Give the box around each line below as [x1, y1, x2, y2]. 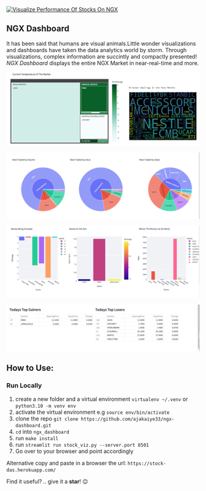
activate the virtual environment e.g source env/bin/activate [15, 408, 170, 416]
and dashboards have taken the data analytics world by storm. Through [6, 46, 187, 53]
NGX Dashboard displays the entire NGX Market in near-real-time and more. [6, 59, 199, 67]
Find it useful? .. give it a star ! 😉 [6, 478, 88, 485]
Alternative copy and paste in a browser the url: [6, 459, 127, 466]
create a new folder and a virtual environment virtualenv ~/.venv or [15, 395, 188, 403]
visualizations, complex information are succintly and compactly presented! [6, 53, 197, 60]
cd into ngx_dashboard [15, 428, 69, 435]
